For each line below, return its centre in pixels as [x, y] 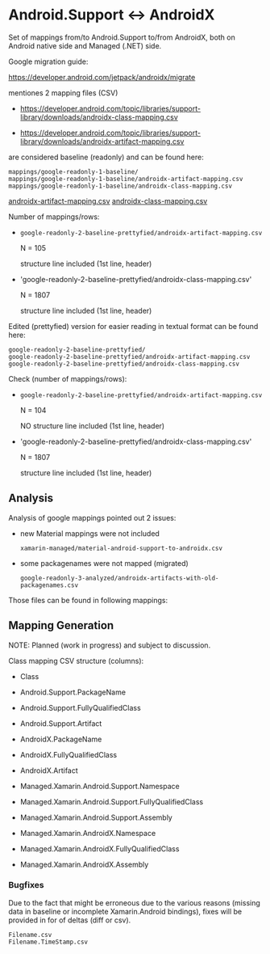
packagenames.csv [49, 585]
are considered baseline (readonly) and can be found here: [106, 157]
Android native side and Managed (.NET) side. [85, 45]
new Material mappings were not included [89, 533]
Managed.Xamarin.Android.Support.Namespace [100, 786]
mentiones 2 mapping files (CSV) [63, 93]
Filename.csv [30, 935]
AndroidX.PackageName [61, 739]
